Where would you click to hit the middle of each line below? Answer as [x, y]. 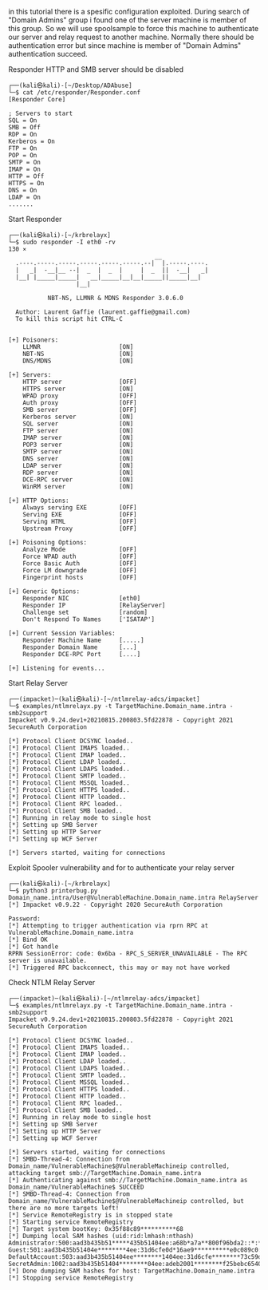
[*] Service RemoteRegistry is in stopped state [91, 1215]
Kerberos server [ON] [78, 417]
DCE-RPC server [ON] [78, 480]
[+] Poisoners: [33, 340]
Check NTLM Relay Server [52, 982]
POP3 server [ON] [78, 445]
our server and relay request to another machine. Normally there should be [131, 37]
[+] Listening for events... [57, 668]
